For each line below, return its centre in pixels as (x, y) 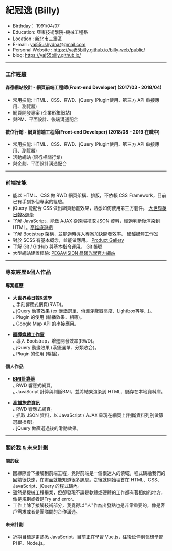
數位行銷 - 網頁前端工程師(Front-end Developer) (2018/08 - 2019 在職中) (83, 132)
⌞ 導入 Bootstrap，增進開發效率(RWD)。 (55, 341)
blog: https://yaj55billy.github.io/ (47, 55)
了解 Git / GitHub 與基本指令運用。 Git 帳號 (57, 246)
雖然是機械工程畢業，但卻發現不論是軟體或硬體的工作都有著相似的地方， (89, 492)
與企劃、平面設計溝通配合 (40, 164)
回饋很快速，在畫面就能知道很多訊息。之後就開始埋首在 (71, 480)
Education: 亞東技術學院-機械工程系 (50, 32)
